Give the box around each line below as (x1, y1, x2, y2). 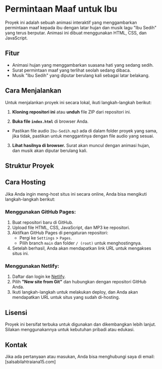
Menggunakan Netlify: (5, 262, 59, 269)
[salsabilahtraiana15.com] (5, 359, 56, 365)
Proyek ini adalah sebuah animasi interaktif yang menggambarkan (5, 19, 137, 25)
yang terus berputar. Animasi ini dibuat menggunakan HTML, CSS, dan (5, 30, 147, 36)
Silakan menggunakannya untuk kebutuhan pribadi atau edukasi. (5, 327, 135, 332)
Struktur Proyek (5, 162, 54, 170)
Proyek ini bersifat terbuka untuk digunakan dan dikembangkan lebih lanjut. (5, 321, 156, 327)
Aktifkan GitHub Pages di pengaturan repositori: (12, 230, 108, 236)
